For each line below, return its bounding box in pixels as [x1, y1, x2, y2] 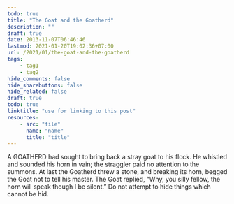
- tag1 [20, 62, 39, 69]
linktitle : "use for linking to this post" [7, 108, 136, 115]
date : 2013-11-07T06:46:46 [7, 36, 86, 43]
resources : [7, 114, 39, 121]
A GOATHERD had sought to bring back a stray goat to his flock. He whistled [7, 153, 227, 161]
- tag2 [20, 68, 39, 75]
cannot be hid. [7, 190, 49, 198]
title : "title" [25, 133, 71, 140]
